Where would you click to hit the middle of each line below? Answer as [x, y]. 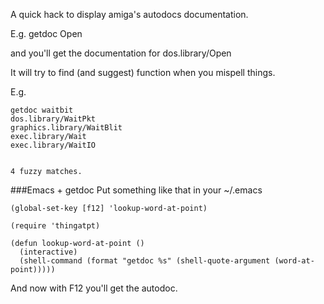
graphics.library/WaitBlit [66, 128]
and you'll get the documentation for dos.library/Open [121, 53]
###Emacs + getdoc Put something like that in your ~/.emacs [136, 190]
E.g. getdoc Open [46, 33]
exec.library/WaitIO [53, 145]
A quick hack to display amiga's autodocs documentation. [129, 14]
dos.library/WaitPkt [53, 119]
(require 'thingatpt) [55, 226]
